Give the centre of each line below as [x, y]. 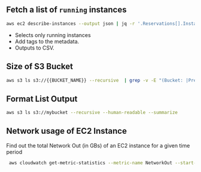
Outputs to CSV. [35, 48]
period [14, 152]
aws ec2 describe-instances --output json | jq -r [71, 23]
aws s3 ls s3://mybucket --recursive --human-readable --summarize [92, 113]
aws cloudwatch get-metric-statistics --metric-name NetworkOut [90, 163]
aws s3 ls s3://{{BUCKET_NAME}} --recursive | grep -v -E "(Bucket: [95, 80]
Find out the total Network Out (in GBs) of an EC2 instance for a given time [98, 145]
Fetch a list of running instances [66, 10]
